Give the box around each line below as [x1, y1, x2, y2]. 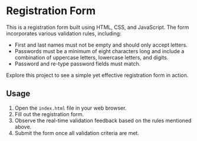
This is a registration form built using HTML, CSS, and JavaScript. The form [6, 24, 189, 31]
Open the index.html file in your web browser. [14, 104, 127, 112]
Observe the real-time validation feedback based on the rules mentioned [14, 117, 192, 124]
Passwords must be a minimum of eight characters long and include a [14, 47, 185, 54]
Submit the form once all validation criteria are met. [14, 129, 140, 136]
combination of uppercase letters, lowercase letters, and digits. [14, 54, 169, 61]
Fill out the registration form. [14, 110, 84, 117]
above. [14, 123, 32, 130]
